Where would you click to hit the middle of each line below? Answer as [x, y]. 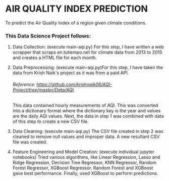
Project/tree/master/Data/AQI [43, 89]
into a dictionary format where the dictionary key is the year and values [87, 111]
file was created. [30, 142]
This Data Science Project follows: [48, 36]
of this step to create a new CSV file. [51, 121]
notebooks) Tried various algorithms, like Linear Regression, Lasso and [86, 157]
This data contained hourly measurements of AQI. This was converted [85, 105]
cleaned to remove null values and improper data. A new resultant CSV [86, 137]
